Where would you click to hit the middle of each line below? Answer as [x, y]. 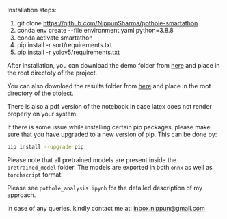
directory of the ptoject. [40, 93]
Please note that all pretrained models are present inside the [92, 159]
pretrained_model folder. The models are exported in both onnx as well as [110, 167]
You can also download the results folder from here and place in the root [109, 86]
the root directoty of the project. [52, 73]
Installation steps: [32, 10]
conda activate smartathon [55, 38]
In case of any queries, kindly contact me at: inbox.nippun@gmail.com [106, 208]
